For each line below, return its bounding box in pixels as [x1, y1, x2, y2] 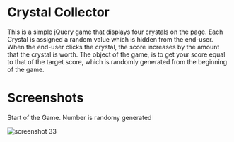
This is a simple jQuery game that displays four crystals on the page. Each [7, 28, 223, 36]
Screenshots [7, 90, 84, 106]
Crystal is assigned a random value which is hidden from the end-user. [7, 35, 213, 43]
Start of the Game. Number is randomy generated [7, 113, 152, 122]
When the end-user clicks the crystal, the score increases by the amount [7, 42, 220, 51]
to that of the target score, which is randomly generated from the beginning [7, 57, 228, 66]
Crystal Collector [7, 4, 110, 20]
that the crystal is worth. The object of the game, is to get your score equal [7, 50, 226, 59]
